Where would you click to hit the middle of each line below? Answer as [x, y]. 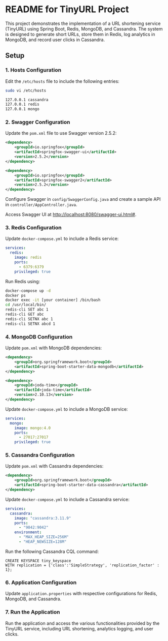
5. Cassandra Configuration [40, 455]
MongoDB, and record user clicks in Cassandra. [55, 40]
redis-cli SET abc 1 [27, 310]
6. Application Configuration [41, 582]
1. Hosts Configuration [33, 70]
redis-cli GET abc [25, 314]
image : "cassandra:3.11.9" [43, 518]
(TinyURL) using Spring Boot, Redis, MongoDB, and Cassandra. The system [84, 28]
